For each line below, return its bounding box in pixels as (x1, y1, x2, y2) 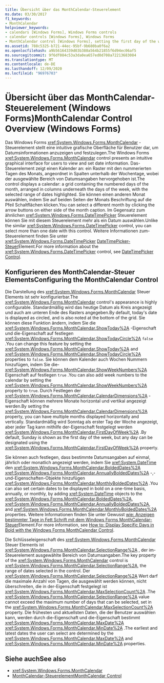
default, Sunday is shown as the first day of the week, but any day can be (5, 434, 153, 440)
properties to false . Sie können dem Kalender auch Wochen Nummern (5, 356, 147, 362)
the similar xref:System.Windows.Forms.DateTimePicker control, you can (5, 222, 152, 228)
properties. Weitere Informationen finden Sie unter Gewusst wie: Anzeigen (5, 511, 155, 517)
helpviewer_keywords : (5, 25, 49, 30)
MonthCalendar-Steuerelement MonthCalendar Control (12, 673, 122, 679)
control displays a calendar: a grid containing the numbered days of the (5, 181, 149, 187)
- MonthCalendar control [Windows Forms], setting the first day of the (5, 39, 156, 44)
